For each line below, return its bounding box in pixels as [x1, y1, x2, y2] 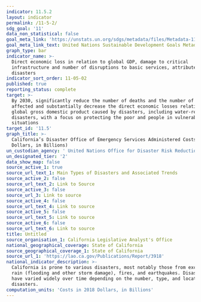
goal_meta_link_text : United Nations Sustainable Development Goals [6, 42, 181, 48]
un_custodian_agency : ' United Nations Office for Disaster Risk [6, 148, 172, 154]
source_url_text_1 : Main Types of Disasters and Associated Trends [6, 170, 178, 176]
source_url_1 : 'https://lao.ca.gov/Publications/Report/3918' [6, 254, 165, 260]
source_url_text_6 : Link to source [6, 225, 95, 231]
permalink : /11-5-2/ [6, 20, 58, 26]
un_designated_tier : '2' [6, 153, 68, 159]
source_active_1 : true [6, 164, 63, 170]
